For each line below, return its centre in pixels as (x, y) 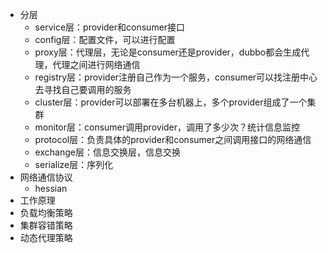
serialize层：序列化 (74, 164)
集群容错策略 (46, 225)
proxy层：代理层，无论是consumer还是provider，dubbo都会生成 (168, 52)
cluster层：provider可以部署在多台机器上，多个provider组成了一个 (171, 102)
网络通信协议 (46, 177)
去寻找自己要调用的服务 (83, 89)
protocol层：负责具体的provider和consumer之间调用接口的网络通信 (173, 139)
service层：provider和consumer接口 (110, 27)
